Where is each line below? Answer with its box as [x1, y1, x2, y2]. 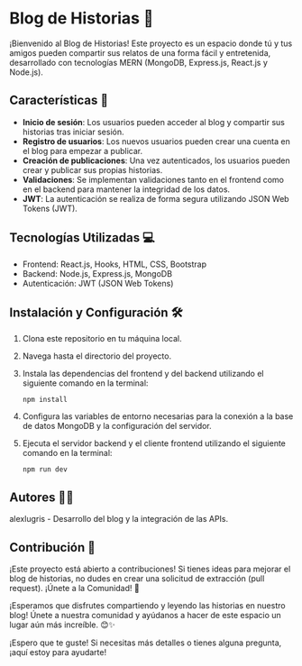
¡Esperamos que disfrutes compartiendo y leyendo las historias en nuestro [9, 600, 286, 611]
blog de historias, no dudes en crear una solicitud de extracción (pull [9, 573, 265, 584]
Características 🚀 [9, 93, 109, 108]
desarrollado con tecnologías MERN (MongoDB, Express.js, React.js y [9, 57, 269, 68]
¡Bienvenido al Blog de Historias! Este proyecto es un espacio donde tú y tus [9, 38, 293, 49]
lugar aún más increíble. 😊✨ [9, 619, 115, 630]
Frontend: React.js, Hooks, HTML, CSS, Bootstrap [22, 259, 207, 269]
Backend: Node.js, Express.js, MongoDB [22, 268, 173, 278]
